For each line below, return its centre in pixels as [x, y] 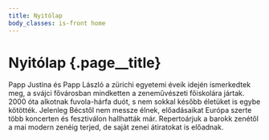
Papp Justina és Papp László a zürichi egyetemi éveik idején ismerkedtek [130, 85]
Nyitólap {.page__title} [85, 63]
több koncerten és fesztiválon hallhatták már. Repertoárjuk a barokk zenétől [134, 119]
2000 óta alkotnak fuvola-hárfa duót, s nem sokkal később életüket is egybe [134, 102]
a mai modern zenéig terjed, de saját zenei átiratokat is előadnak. [116, 127]
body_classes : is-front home [57, 23]
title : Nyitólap [35, 16]
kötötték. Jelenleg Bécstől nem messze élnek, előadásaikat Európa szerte [130, 110]
